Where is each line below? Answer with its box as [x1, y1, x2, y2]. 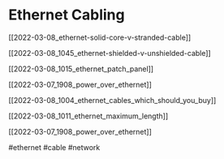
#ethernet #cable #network [8, 142, 101, 152]
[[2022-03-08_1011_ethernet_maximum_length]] [8, 111, 169, 121]
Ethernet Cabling [8, 6, 125, 24]
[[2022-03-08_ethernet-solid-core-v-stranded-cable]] [8, 32, 192, 42]
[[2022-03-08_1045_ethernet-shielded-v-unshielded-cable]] [8, 48, 211, 58]
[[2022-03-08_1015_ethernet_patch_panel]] [8, 63, 154, 74]
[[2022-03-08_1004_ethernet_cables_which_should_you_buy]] [8, 95, 217, 105]
